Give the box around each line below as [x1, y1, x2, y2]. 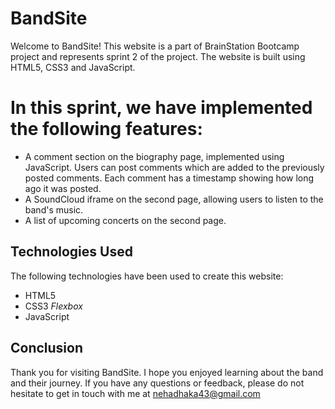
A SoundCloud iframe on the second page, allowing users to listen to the [24, 193, 324, 205]
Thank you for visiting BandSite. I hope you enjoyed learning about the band [10, 366, 324, 378]
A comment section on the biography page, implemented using [24, 150, 285, 162]
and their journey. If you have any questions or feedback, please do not [10, 377, 305, 389]
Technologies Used [10, 243, 133, 261]
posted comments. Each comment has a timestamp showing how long [24, 172, 315, 184]
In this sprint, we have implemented [10, 97, 313, 119]
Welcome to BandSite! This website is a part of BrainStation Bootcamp [10, 40, 300, 52]
